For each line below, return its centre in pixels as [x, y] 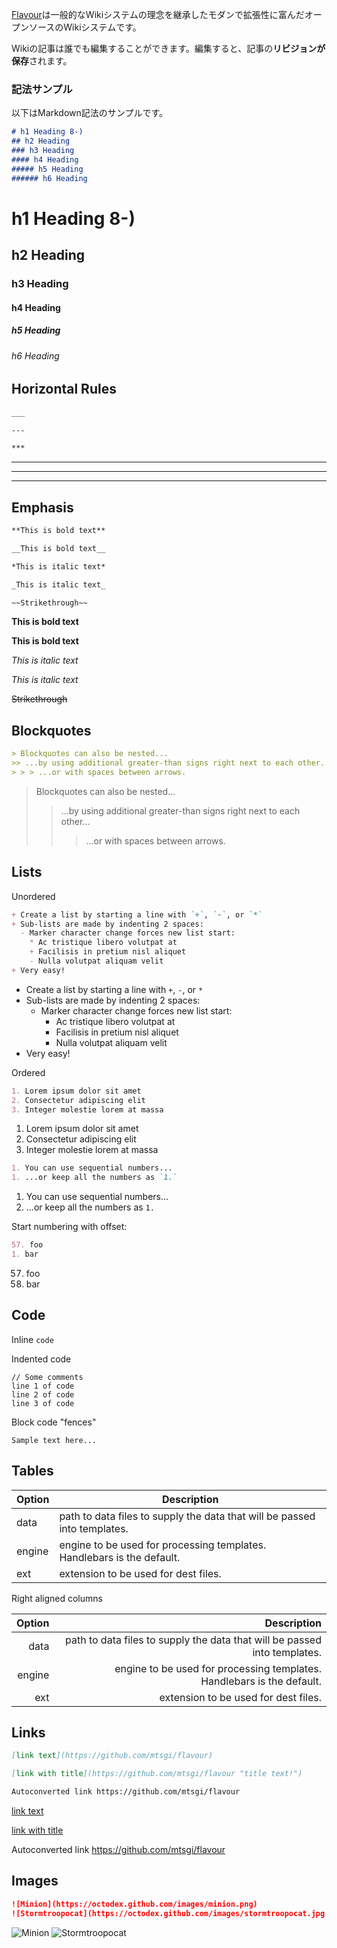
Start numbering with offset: [69, 1227]
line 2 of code [43, 1394]
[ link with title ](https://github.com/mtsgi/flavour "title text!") [157, 1774]
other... [75, 821]
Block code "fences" [54, 1422]
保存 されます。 [42, 61]
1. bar [25, 1254]
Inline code [32, 1339]
